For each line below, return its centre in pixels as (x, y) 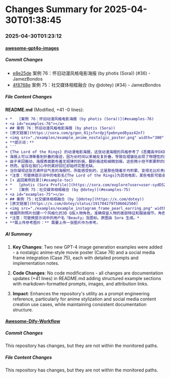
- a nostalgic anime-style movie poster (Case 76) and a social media (84, 252)
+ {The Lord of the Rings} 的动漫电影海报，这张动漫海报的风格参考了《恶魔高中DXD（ (87, 152)
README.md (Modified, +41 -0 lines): (45, 110)
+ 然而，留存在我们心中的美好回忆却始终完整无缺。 (51, 166)
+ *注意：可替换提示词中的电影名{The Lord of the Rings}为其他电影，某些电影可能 (84, 176)
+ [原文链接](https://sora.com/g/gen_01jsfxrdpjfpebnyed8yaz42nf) (75, 133)
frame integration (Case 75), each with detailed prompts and (75, 258)
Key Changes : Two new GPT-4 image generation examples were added (88, 247)
